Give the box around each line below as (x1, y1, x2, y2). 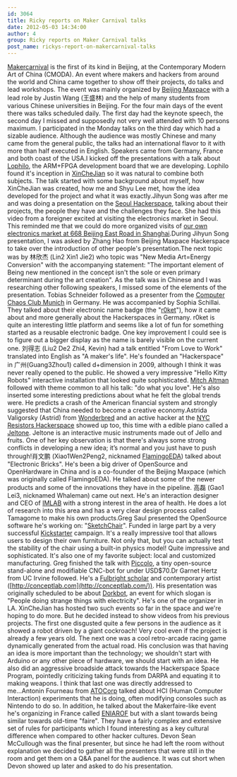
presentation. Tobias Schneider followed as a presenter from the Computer (7, 291, 225, 299)
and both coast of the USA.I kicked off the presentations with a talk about (7, 154, 221, 163)
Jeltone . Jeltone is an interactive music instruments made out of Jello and (7, 428, 222, 437)
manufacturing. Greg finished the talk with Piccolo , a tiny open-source (7, 559, 212, 567)
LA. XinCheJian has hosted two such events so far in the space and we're (7, 604, 221, 612)
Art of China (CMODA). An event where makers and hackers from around (7, 70, 219, 78)
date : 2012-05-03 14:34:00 (7, 23, 87, 30)
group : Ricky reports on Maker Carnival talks (7, 37, 147, 44)
